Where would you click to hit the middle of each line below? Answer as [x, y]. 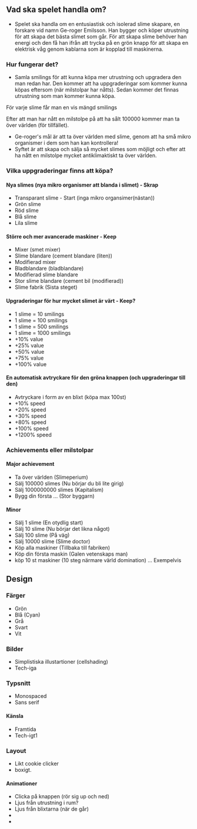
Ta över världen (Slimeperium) [51, 477]
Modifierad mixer [35, 262]
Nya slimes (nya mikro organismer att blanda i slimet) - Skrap [82, 185]
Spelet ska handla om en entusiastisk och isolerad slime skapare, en [97, 24]
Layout [16, 750]
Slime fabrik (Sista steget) [46, 287]
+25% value [29, 345]
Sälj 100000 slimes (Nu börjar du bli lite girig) [69, 483]
